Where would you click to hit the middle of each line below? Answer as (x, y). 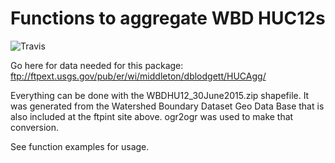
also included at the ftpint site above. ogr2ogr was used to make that (152, 116)
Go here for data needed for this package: (97, 65)
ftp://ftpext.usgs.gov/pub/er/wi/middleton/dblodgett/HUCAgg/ (138, 76)
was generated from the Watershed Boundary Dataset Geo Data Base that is (167, 106)
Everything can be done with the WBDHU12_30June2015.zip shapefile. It (160, 95)
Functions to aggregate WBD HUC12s (168, 18)
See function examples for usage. (80, 146)
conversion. (34, 127)
